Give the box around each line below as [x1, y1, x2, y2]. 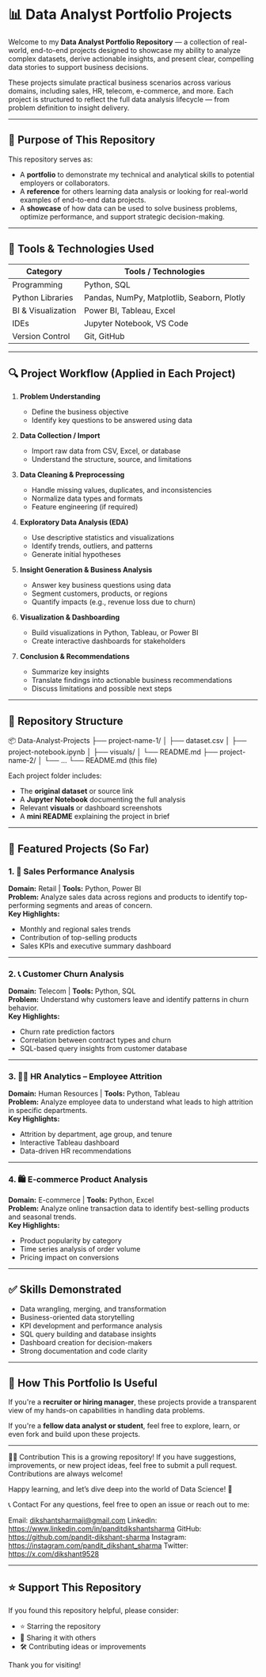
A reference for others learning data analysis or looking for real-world [19, 186, 248, 196]
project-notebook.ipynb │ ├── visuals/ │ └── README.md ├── [8, 747, 218, 757]
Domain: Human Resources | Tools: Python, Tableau [8, 1089, 180, 1099]
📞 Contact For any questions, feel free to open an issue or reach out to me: [8, 1500, 250, 1509]
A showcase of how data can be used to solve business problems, [19, 203, 237, 213]
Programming [12, 279, 63, 290]
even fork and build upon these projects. [8, 1430, 141, 1439]
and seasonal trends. [8, 1212, 77, 1222]
